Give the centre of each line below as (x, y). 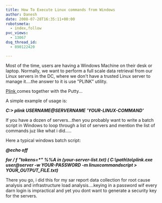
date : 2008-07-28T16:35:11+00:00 (40, 19)
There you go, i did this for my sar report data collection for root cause (78, 180)
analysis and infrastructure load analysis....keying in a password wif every (81, 185)
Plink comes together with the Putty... (44, 91)
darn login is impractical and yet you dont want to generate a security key (81, 191)
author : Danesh (21, 14)
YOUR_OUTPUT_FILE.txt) (32, 170)
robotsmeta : (18, 24)
